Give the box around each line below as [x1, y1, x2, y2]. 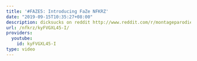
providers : [6, 30, 33, 36]
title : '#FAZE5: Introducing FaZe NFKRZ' [6, 8, 109, 15]
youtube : [11, 35, 33, 41]
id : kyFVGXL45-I [16, 41, 57, 47]
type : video [6, 46, 35, 52]
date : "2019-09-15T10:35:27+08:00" [6, 14, 93, 20]
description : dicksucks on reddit [6, 19, 91, 25]
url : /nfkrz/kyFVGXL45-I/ [6, 24, 69, 31]
